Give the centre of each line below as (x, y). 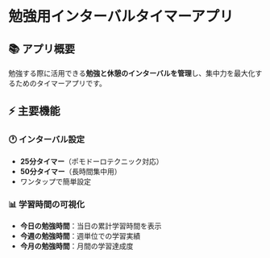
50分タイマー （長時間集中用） (71, 171)
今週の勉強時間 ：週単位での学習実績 (80, 235)
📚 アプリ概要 (42, 49)
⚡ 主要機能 (34, 111)
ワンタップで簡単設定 (55, 181)
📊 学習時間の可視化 (47, 204)
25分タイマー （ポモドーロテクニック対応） (91, 161)
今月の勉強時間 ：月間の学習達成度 (77, 246)
